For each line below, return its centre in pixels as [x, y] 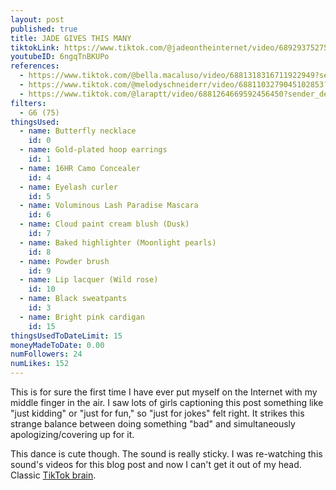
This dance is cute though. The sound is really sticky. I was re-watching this [166, 454]
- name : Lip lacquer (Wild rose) [89, 280]
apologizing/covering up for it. [72, 434]
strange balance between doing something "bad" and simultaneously [153, 424]
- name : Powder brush [64, 261]
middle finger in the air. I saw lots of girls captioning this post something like [167, 402]
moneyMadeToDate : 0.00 [57, 345]
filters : [28, 103]
